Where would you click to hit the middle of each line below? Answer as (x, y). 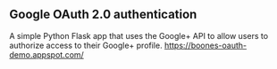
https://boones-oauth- (206, 45)
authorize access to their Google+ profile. (86, 45)
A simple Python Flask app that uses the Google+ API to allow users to (139, 35)
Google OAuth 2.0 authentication (103, 15)
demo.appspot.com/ (47, 54)
